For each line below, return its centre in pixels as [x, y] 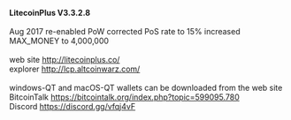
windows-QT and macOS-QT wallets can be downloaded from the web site [146, 88]
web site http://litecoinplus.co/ [65, 60]
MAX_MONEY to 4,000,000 [59, 41]
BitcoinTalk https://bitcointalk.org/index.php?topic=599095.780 [125, 97]
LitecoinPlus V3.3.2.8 [50, 13]
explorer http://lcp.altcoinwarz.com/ [75, 69]
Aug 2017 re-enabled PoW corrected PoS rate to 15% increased [125, 31]
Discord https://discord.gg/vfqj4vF [73, 106]
